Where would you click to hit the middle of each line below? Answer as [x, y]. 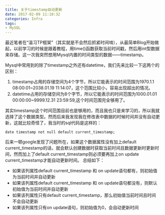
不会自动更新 [25, 201]
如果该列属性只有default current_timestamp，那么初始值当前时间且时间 [84, 195]
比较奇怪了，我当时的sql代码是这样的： [62, 123]
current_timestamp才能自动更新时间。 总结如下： [55, 161]
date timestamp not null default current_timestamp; [60, 132]
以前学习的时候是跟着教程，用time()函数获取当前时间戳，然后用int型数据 [86, 49]
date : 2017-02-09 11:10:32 [33, 14]
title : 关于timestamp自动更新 [34, 10]
